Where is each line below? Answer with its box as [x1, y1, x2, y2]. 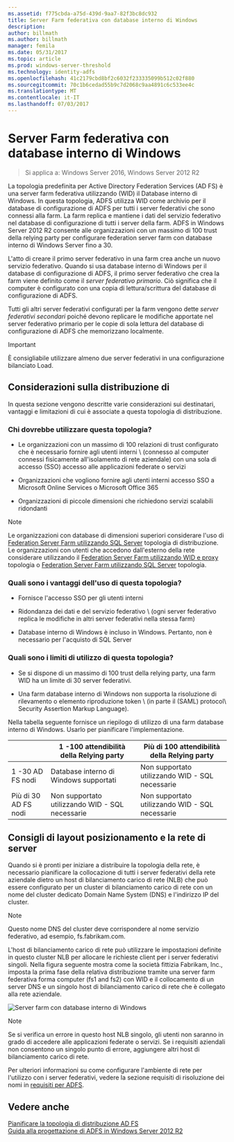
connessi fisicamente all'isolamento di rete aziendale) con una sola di [17, 455, 217, 463]
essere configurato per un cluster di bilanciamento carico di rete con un [8, 883, 213, 892]
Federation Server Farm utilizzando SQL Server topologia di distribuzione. [8, 538, 219, 546]
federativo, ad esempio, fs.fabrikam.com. [8, 932, 126, 940]
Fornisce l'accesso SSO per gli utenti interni [17, 594, 144, 602]
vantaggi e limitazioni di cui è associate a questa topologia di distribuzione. [8, 407, 223, 416]
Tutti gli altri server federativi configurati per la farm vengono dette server [8, 304, 219, 313]
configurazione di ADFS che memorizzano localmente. [8, 327, 164, 335]
